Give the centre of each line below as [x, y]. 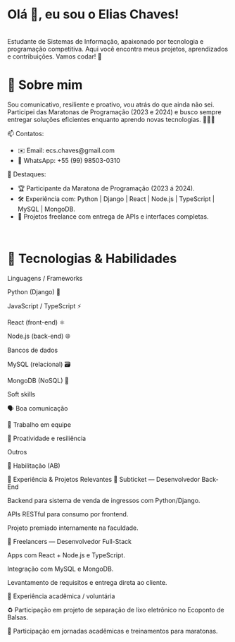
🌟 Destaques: [27, 174]
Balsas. [18, 617]
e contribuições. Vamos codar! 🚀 [55, 56]
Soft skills [21, 394]
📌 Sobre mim [45, 85]
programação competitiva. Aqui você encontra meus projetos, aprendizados [118, 49]
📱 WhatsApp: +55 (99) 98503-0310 [69, 160]
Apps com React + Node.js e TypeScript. [66, 555]
